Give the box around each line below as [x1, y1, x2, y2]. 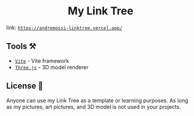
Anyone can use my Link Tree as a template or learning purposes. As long [6, 97, 189, 104]
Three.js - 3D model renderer [14, 63, 89, 71]
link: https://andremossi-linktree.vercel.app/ [6, 24, 123, 31]
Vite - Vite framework [14, 57, 69, 64]
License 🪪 [6, 81, 44, 91]
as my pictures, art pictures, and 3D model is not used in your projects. [6, 103, 181, 110]
